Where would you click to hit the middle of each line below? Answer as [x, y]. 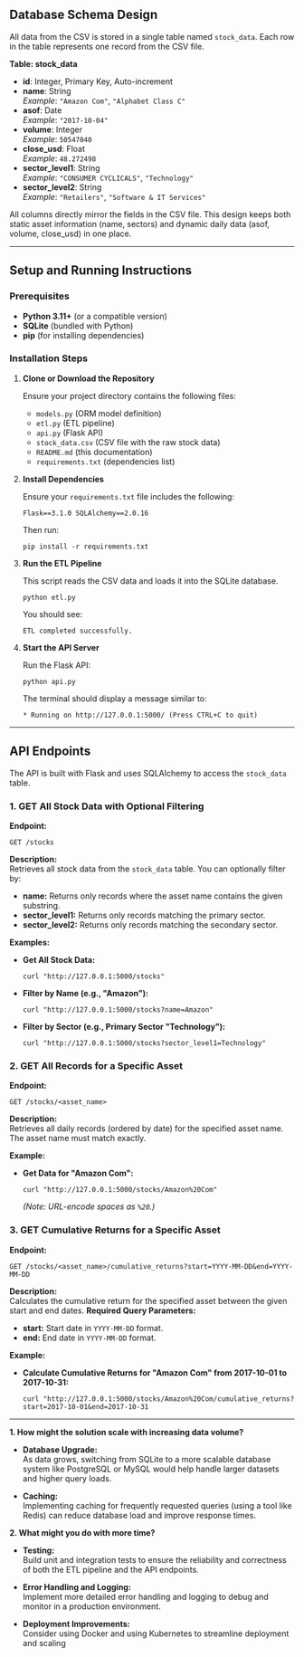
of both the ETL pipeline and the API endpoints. [110, 1569]
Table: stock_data [44, 63]
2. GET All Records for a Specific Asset [96, 1065]
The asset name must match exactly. [78, 1138]
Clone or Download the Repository [89, 378]
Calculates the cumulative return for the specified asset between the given [148, 1300]
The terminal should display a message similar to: [114, 698]
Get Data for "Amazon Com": [78, 1173]
